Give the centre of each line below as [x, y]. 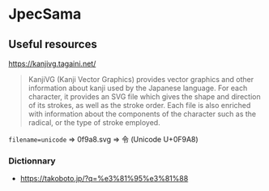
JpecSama [45, 14]
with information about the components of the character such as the [142, 114]
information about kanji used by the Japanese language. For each [138, 88]
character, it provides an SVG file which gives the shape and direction [144, 97]
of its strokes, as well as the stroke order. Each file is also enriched [139, 105]
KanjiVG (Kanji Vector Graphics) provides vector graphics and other [141, 79]
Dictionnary [32, 161]
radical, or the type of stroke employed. [94, 122]
